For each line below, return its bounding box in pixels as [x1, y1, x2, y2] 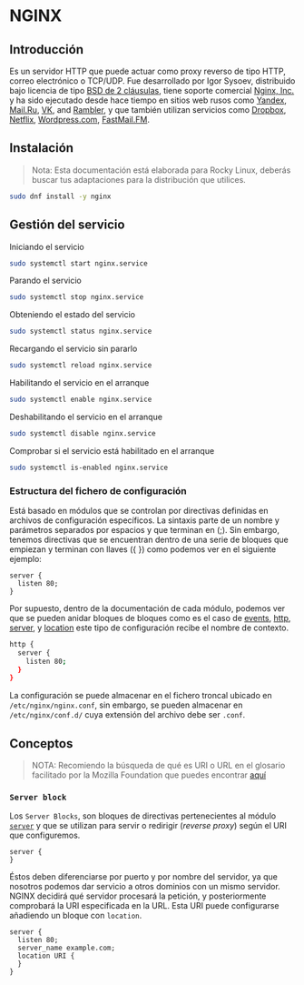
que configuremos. [9, 829, 81, 841]
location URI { [17, 951, 75, 960]
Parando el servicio [9, 275, 82, 286]
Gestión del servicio [9, 217, 125, 233]
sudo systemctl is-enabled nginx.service [9, 463, 169, 472]
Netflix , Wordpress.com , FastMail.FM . [9, 115, 150, 125]
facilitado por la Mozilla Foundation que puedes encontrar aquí [31, 769, 266, 780]
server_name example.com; [17, 943, 116, 953]
